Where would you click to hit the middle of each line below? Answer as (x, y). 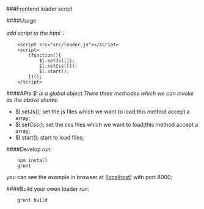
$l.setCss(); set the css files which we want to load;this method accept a (107, 125)
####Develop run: (29, 149)
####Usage (21, 20)
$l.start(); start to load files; (49, 137)
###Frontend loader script (39, 9)
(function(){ (45, 55)
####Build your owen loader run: (48, 189)
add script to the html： (36, 33)
